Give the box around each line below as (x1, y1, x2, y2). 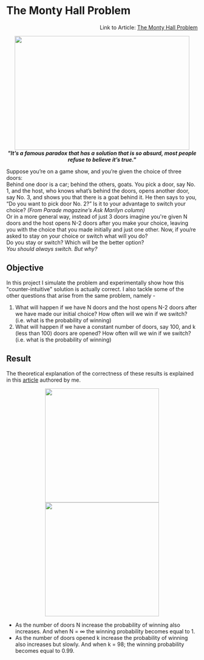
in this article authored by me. (6, 376, 81, 383)
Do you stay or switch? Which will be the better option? (6, 238, 144, 246)
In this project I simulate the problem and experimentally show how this (6, 279, 184, 286)
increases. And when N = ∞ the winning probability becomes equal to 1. (15, 627, 195, 635)
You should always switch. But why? (6, 245, 98, 252)
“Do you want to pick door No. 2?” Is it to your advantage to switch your (6, 200, 186, 207)
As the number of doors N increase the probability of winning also (15, 621, 180, 628)
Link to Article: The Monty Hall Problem (100, 24, 198, 31)
